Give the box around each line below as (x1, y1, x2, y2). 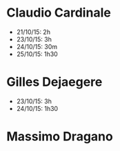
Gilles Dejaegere (6, 74, 103, 90)
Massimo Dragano (6, 129, 113, 145)
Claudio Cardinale (6, 5, 111, 21)
